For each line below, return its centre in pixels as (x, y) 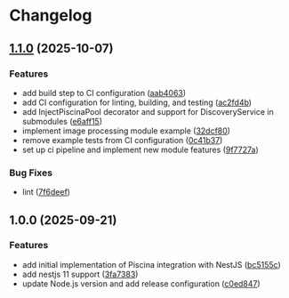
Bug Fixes (31, 173)
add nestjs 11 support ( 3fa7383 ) (80, 274)
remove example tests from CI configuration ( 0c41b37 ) (122, 140)
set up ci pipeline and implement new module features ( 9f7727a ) (140, 149)
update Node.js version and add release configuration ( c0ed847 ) (141, 283)
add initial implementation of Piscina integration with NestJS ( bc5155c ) (152, 264)
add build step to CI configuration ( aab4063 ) (104, 93)
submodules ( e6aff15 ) (62, 121)
